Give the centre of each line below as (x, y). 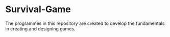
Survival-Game (38, 9)
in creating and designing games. (40, 28)
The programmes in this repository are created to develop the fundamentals (85, 23)
